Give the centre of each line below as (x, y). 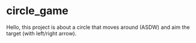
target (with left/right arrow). (41, 33)
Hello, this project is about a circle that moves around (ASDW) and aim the (98, 27)
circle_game (38, 11)
